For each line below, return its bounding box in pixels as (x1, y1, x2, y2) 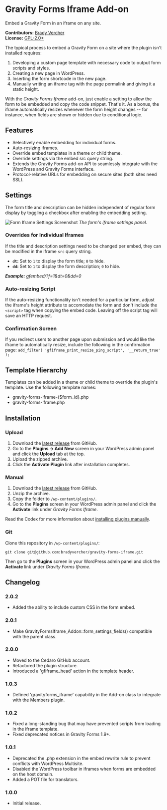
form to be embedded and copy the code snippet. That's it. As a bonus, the (5, 101, 160, 107)
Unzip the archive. (12, 491, 50, 497)
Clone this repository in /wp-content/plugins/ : (5, 540, 100, 546)
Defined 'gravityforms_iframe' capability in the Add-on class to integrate (12, 692, 161, 698)
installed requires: (5, 50, 42, 56)
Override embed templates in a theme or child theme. (12, 150, 122, 156)
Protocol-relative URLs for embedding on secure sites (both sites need (12, 171, 157, 177)
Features (5, 126, 33, 135)
